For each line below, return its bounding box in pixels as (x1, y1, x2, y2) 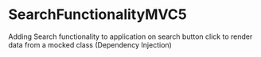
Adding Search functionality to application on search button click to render (8, 32, 253, 41)
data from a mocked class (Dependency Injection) (8, 40, 173, 49)
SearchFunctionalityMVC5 (8, 6, 187, 24)
